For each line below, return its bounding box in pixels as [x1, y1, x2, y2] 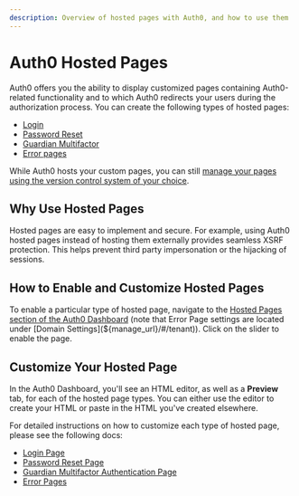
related [9, 91, 36, 102]
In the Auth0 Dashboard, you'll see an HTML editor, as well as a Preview [9, 384, 278, 394]
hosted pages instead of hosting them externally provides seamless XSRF [9, 234, 285, 245]
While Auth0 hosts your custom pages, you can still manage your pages [9, 165, 277, 176]
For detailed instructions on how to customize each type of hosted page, [9, 420, 280, 431]
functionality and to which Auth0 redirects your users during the [37, 91, 276, 102]
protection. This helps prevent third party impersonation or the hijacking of [9, 244, 287, 255]
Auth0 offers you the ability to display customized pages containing [9, 82, 261, 93]
